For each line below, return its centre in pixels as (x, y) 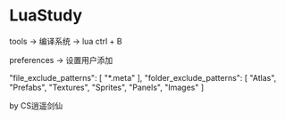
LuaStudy (46, 16)
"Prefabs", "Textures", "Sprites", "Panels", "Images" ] (107, 87)
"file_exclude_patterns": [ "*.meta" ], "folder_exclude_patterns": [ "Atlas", (143, 77)
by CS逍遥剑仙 (36, 105)
